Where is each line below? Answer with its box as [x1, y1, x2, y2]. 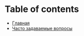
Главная [11, 20, 30, 26]
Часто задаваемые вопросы [11, 25, 73, 31]
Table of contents [4, 3, 79, 15]
